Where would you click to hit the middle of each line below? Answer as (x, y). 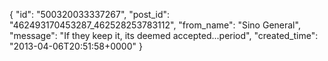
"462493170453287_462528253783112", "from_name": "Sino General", (155, 25)
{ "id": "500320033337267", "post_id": (90, 14)
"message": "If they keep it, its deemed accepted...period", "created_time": (164, 35)
